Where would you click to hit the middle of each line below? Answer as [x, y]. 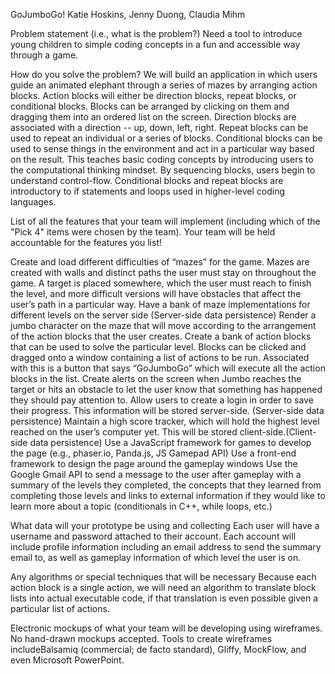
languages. [33, 202]
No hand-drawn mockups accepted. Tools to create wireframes [141, 638]
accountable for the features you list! [86, 242]
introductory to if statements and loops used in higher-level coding [148, 191]
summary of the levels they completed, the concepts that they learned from [166, 485]
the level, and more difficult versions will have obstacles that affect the [156, 293]
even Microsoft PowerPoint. [67, 660]
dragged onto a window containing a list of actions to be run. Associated [160, 357]
